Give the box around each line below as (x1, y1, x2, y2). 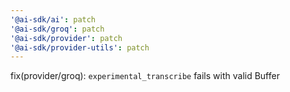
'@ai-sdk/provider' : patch (10, 33, 123, 43)
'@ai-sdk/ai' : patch (10, 14, 97, 25)
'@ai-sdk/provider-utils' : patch (10, 42, 150, 53)
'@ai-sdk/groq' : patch (10, 24, 105, 34)
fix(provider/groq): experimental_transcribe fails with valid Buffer (10, 70, 280, 82)
